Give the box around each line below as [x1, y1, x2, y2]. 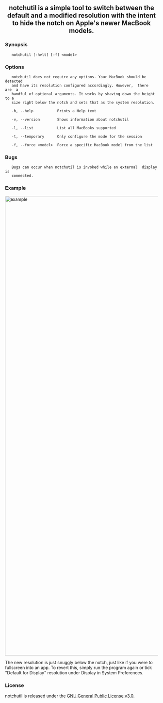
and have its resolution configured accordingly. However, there [11, 83, 149, 88]
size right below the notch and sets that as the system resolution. [11, 100, 155, 105]
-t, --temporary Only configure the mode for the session [11, 134, 142, 139]
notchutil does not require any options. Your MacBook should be [11, 74, 147, 79]
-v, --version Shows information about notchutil [11, 117, 130, 122]
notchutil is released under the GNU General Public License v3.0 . [5, 693, 135, 699]
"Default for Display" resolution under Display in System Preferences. [5, 669, 144, 675]
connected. [11, 174, 34, 178]
